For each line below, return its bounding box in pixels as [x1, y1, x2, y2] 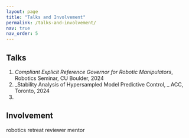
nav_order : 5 [6, 31, 38, 37]
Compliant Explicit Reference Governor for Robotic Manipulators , [14, 68, 173, 75]
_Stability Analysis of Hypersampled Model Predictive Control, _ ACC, [14, 81, 184, 88]
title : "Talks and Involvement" [6, 14, 86, 20]
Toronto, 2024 [14, 87, 50, 94]
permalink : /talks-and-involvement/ [6, 20, 96, 25]
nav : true [6, 25, 31, 31]
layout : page [6, 8, 38, 15]
